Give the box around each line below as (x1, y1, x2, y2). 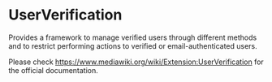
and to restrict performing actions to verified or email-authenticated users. (8, 41, 257, 50)
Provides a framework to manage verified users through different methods (8, 32, 257, 42)
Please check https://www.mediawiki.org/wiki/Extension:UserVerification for (8, 57, 264, 67)
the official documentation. (8, 65, 99, 75)
